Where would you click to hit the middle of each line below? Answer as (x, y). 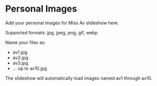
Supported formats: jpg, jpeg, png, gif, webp (51, 32)
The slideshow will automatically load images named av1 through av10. (79, 78)
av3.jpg (21, 63)
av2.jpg (21, 57)
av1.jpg (20, 52)
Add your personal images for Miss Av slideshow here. (62, 23)
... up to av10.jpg (30, 68)
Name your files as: (25, 42)
